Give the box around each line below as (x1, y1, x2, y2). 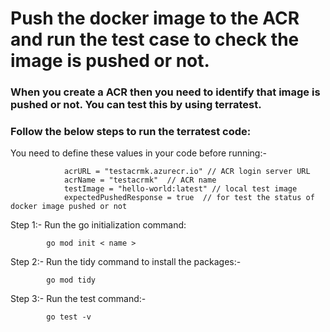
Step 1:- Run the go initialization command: (10, 219, 187, 231)
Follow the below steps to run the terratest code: (10, 125, 252, 139)
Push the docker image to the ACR (10, 7, 300, 30)
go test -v (46, 312, 92, 322)
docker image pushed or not (10, 202, 128, 212)
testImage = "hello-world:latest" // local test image (63, 184, 298, 194)
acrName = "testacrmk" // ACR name (63, 175, 217, 186)
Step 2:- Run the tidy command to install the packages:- (10, 256, 242, 268)
